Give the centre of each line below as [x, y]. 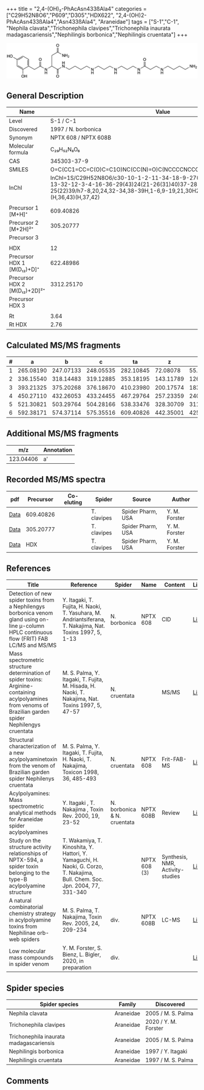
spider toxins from [32, 600]
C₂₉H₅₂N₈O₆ [65, 149]
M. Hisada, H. [79, 686]
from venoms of [29, 705]
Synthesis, [175, 857]
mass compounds [31, 957]
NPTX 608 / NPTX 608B [80, 138]
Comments [28, 1081]
